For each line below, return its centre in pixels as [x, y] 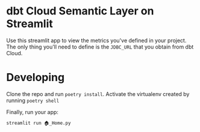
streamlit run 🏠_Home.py [39, 123]
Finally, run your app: [33, 112]
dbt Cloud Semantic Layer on [80, 11]
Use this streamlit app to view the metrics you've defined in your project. [96, 40]
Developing [36, 78]
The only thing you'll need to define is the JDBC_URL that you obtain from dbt [100, 47]
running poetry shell [33, 100]
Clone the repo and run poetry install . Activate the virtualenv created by [98, 94]
